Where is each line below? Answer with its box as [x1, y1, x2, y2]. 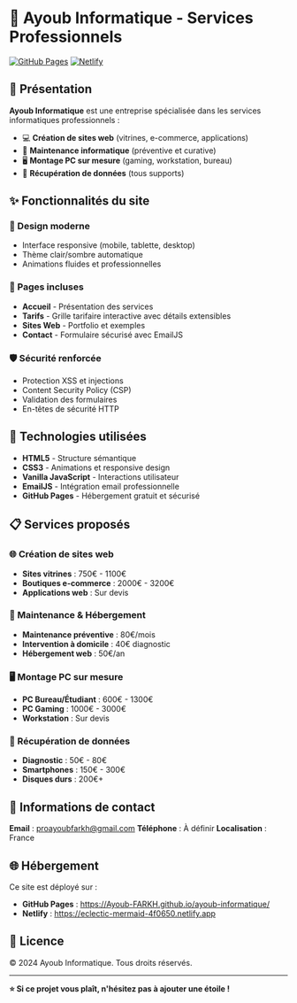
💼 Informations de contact [9, 799, 156, 814]
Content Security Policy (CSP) [21, 385, 132, 396]
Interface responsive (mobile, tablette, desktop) [21, 240, 196, 251]
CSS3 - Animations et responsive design [21, 462, 171, 473]
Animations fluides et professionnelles [21, 258, 162, 269]
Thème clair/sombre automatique [21, 250, 143, 260]
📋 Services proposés [9, 517, 131, 532]
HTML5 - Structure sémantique [21, 452, 137, 463]
